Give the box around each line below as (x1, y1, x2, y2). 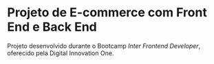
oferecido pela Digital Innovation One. (7, 49, 114, 57)
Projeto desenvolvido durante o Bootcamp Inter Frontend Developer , (7, 42, 201, 50)
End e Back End (7, 19, 98, 35)
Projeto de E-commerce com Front (7, 5, 208, 20)
